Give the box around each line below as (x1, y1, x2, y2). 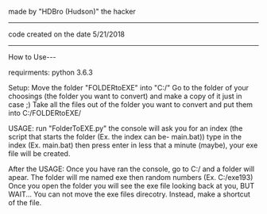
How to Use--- (8, 52, 57, 62)
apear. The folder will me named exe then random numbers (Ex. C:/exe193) (8, 173, 253, 182)
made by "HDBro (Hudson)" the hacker (8, 7, 137, 16)
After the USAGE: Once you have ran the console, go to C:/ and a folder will (8, 164, 255, 174)
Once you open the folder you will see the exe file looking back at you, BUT (8, 182, 255, 190)
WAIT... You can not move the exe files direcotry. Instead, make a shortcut (8, 189, 250, 199)
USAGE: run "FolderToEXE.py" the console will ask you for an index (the (8, 124, 243, 133)
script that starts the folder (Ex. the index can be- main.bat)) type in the (8, 132, 242, 141)
